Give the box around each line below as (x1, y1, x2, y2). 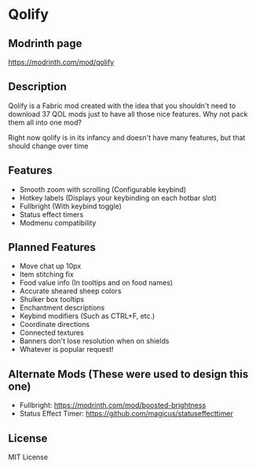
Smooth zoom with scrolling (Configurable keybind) (19, 184, 187, 194)
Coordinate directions (19, 320, 90, 329)
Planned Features (8, 241, 97, 254)
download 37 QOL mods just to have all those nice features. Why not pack (8, 109, 248, 118)
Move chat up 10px (19, 261, 82, 271)
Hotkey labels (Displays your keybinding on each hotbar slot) (19, 193, 218, 202)
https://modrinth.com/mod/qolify (8, 57, 115, 67)
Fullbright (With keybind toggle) (19, 201, 122, 211)
